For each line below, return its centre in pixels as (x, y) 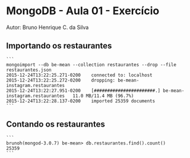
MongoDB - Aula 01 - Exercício (83, 11)
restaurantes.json (29, 70)
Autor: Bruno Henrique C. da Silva (47, 27)
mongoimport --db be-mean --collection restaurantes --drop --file (91, 65)
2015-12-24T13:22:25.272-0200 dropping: (61, 80)
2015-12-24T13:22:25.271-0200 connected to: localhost (79, 75)
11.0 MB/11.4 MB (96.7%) (103, 96)
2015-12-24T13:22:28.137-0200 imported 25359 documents (81, 101)
